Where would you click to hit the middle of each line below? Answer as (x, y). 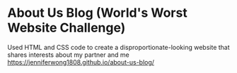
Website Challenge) (67, 28)
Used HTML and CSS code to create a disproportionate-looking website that (118, 47)
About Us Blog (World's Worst (97, 13)
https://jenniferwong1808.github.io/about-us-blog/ (81, 62)
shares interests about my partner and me (68, 55)
